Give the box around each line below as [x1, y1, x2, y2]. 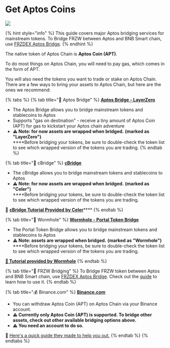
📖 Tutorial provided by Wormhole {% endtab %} [5, 258, 108, 264]
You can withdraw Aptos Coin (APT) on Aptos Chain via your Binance [12, 301, 157, 307]
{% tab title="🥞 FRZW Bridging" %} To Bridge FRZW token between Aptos [5, 268, 160, 274]
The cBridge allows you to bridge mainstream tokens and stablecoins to [12, 169, 163, 176]
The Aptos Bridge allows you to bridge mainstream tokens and [12, 106, 143, 113]
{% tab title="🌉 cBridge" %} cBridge [5, 160, 82, 166]
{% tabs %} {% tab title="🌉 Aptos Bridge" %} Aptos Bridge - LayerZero [5, 96, 156, 103]
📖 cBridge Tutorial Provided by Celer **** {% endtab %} [5, 207, 123, 213]
